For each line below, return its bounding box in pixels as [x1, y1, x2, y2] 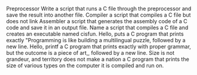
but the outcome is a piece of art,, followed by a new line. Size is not [6, 49, 175, 56]
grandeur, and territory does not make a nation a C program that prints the [6, 56, 190, 62]
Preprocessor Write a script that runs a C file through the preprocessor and [6, 5, 192, 12]
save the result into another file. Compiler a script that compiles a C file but [6, 11, 191, 18]
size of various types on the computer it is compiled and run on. [6, 62, 164, 69]
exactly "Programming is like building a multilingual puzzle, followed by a [6, 37, 186, 43]
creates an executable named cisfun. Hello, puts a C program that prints [6, 30, 184, 37]
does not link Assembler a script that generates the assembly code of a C [6, 18, 187, 24]
